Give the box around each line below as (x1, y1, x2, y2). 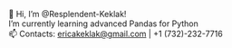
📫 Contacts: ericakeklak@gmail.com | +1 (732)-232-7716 (8, 28, 223, 39)
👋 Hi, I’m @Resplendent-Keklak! (8, 9, 127, 19)
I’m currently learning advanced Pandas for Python (8, 18, 198, 29)
